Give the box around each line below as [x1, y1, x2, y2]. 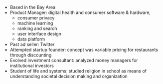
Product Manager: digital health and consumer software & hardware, [9, 9, 151, 15]
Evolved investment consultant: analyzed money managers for [9, 57, 138, 63]
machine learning [17, 20, 53, 26]
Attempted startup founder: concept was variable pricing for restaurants [9, 47, 159, 52]
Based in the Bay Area [9, 4, 56, 10]
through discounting [9, 52, 52, 58]
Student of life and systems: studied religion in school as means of [9, 68, 147, 74]
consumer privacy [17, 15, 55, 20]
